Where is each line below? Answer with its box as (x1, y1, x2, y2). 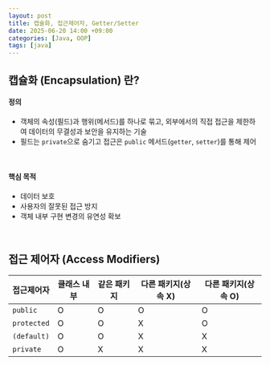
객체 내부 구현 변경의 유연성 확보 (19, 211, 121, 221)
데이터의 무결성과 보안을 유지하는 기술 (28, 126, 147, 136)
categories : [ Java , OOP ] (8, 34, 92, 43)
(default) (12, 331, 50, 341)
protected (12, 318, 50, 327)
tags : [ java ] (8, 42, 52, 50)
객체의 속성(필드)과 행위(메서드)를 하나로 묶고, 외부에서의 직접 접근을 (19, 116, 235, 126)
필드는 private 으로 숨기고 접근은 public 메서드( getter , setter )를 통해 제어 (19, 136, 257, 146)
